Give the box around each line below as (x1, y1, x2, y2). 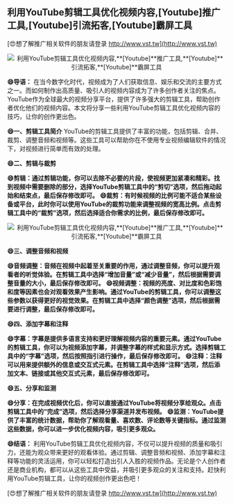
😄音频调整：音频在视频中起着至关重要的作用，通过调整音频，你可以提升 (7, 261, 214, 269)
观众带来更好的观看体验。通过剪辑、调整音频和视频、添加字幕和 (37, 448, 220, 456)
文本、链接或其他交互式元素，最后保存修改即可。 (12, 369, 153, 377)
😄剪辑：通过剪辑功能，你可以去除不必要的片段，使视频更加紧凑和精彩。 (7, 174, 214, 182)
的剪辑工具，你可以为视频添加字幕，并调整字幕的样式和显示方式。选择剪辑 (7, 343, 220, 351)
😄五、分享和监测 (7, 384, 57, 392)
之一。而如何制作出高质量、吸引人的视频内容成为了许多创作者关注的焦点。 (7, 86, 220, 94)
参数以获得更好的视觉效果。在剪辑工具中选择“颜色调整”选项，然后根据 (12, 296, 215, 304)
